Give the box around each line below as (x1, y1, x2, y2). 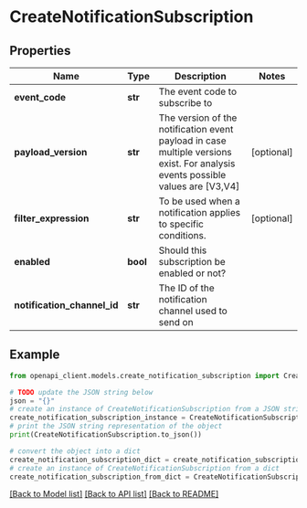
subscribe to (158, 97, 213, 109)
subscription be (158, 256, 226, 268)
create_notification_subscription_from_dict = (9, 472, 190, 482)
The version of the (158, 111, 238, 124)
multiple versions (158, 146, 233, 158)
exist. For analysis (158, 157, 236, 170)
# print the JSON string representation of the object (9, 422, 223, 431)
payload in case (158, 134, 227, 147)
